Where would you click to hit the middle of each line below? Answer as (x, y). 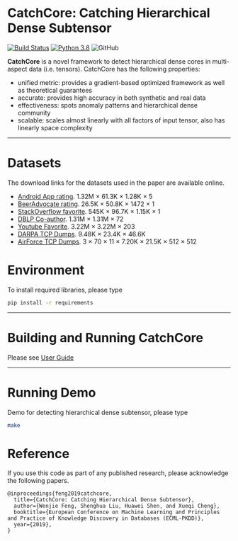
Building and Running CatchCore (106, 337)
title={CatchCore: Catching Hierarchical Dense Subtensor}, (104, 500)
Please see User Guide (41, 357)
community (34, 113)
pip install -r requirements (50, 302)
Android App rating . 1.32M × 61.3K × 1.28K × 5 (85, 196)
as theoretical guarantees (55, 90)
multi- (221, 61)
